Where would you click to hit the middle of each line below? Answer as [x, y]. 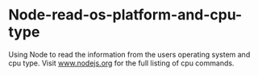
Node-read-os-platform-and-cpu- [125, 15]
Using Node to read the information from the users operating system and [129, 54]
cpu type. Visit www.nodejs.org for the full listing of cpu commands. [121, 63]
